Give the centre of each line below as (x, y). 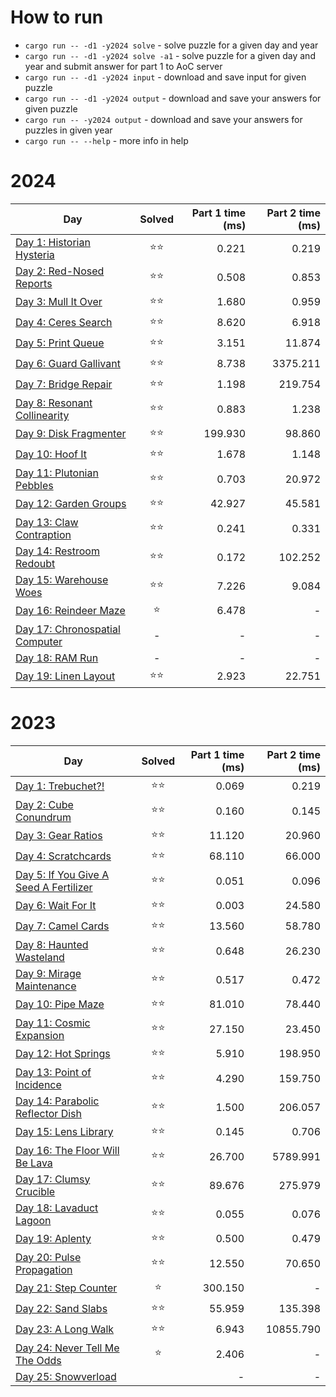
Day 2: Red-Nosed (60, 271)
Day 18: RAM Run (57, 658)
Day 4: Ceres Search (64, 323)
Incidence (38, 1084)
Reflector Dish (48, 1113)
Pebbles (34, 485)
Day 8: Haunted (52, 944)
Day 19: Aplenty (53, 1239)
